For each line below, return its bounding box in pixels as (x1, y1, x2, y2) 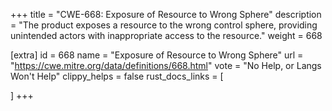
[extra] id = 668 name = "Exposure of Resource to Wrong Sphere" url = (10, 49, 304, 61)
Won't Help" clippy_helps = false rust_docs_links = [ (10, 70, 224, 82)
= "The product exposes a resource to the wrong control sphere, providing (10, 19, 318, 31)
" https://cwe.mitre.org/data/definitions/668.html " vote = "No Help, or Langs (10, 60, 322, 71)
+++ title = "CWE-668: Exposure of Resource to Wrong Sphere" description (10, 9, 322, 20)
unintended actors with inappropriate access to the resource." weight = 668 (10, 30, 323, 41)
